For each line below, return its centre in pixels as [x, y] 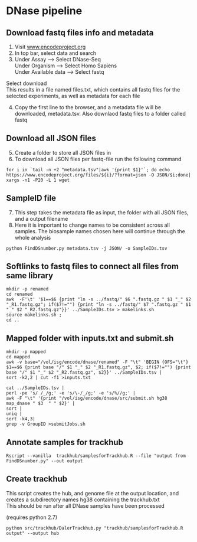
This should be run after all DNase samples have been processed [86, 505]
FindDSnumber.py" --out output [45, 461]
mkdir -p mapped [26, 352]
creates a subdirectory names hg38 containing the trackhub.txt [83, 499]
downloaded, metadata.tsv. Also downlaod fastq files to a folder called [100, 114]
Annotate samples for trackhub [65, 442]
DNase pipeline [44, 11]
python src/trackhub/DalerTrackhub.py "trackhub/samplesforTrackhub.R [95, 528]
